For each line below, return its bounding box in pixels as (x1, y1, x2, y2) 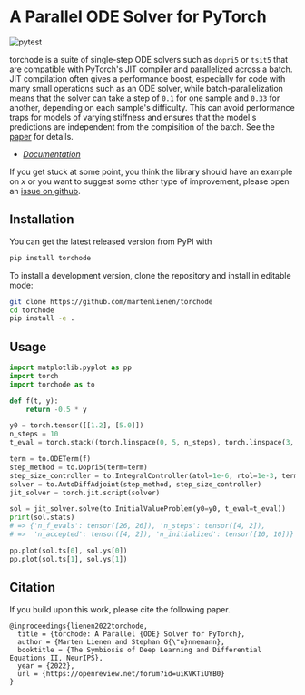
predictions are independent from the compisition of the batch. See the (9, 121, 275, 132)
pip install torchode (9, 253, 92, 262)
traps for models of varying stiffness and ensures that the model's (9, 112, 257, 122)
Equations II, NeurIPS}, (9, 653, 103, 662)
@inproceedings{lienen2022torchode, (9, 622, 148, 631)
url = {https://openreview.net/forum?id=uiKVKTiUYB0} (17, 669, 225, 678)
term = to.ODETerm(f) (9, 455, 92, 464)
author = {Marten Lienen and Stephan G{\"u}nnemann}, (17, 637, 225, 646)
